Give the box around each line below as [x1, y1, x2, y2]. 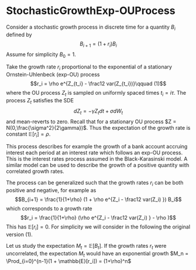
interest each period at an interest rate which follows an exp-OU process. [6, 149, 183, 156]
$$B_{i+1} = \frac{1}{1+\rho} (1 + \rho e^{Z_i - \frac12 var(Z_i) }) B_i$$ [15, 196, 182, 203]
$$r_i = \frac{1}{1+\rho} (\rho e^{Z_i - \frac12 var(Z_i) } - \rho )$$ [20, 214, 177, 221]
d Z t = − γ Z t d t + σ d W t [73, 107, 123, 116]
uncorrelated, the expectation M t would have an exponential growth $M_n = [6, 250, 189, 258]
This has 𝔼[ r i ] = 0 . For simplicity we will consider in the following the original [6, 223, 191, 231]
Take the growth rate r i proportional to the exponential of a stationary [6, 63, 173, 72]
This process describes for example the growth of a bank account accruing [6, 143, 188, 150]
